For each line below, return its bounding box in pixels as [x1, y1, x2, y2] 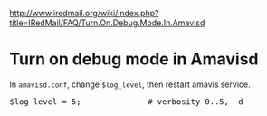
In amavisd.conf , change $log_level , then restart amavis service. [9, 79, 251, 90]
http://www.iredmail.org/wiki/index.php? [9, 8, 159, 18]
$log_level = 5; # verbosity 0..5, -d [9, 96, 244, 107]
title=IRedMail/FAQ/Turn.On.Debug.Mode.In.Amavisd [9, 17, 205, 28]
